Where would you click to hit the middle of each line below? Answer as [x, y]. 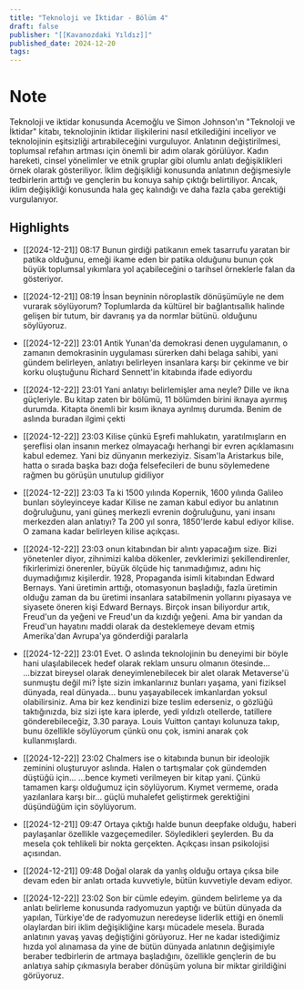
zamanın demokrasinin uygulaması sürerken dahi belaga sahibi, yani [150, 352]
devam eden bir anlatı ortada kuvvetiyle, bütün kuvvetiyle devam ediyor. [157, 880]
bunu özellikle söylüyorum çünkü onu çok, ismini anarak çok [135, 731]
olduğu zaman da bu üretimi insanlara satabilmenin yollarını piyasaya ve [157, 597]
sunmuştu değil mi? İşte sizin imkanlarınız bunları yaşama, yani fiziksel [154, 682]
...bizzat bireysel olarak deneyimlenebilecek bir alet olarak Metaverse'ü [156, 672]
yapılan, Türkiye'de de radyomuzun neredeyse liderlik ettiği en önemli [153, 917]
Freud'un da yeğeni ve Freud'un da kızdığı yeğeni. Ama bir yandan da [153, 616]
